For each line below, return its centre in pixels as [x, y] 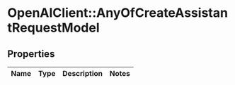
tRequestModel [53, 28]
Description [82, 73]
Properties [31, 54]
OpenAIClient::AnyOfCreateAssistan [118, 13]
